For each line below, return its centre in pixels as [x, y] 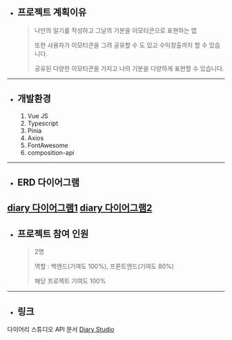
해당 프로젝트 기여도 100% [70, 281]
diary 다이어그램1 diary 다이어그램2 [80, 208]
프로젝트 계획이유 [52, 12]
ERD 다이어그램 [48, 183]
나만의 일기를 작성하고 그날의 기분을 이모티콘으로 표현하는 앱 [115, 30]
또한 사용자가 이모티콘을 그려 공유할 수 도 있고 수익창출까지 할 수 [121, 45]
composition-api [51, 152]
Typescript [43, 123]
